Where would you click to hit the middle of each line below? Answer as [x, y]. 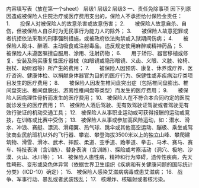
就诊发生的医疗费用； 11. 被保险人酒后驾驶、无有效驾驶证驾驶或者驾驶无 [95, 105]
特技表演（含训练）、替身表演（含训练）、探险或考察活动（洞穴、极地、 [102, 149]
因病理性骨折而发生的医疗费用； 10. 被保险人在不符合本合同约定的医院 [103, 98]
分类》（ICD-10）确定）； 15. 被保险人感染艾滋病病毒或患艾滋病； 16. [90, 172]
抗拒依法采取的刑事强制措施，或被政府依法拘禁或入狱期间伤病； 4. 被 [100, 38]
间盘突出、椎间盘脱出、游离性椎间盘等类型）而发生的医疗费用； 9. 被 [95, 90]
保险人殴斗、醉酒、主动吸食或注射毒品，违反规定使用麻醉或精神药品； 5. [95, 46]
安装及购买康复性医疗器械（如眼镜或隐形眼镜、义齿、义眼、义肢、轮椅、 [105, 60]
